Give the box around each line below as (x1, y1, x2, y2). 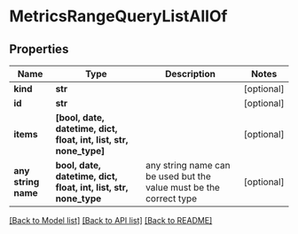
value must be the (145, 182, 220, 193)
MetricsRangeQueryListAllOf (9, 6, 228, 27)
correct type (145, 192, 198, 205)
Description (165, 68, 216, 80)
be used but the (145, 170, 211, 183)
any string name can (145, 160, 231, 171)
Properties (9, 42, 69, 57)
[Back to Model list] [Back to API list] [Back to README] (9, 215, 213, 225)
